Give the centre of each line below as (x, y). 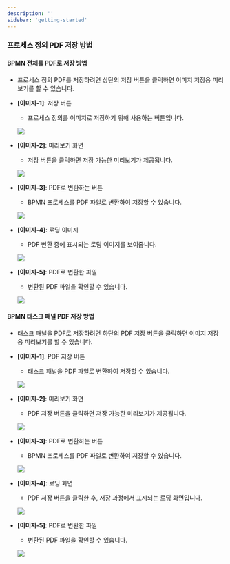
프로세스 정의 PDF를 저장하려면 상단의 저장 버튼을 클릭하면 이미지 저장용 (114, 79)
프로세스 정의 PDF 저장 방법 (50, 46)
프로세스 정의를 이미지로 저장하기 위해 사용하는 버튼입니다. (106, 117)
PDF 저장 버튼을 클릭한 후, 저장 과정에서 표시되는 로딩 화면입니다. (115, 498)
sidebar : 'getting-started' (48, 20)
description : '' (30, 13)
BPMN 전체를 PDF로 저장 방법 (47, 63)
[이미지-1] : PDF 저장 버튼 (51, 356)
